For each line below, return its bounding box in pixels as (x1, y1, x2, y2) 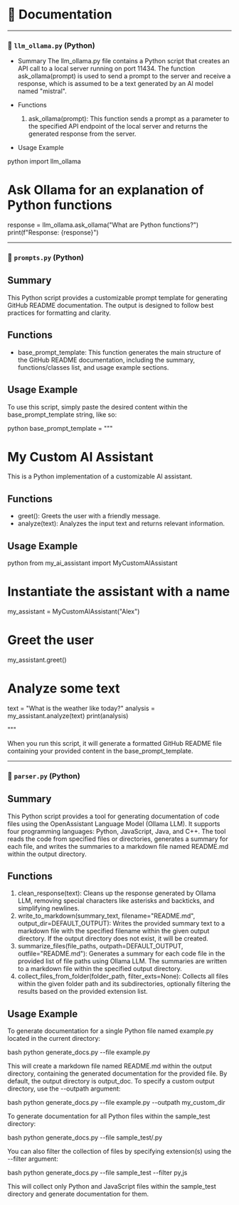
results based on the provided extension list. (17, 987, 148, 996)
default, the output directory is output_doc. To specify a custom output (7, 1077, 215, 1086)
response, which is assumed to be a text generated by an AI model (17, 80, 213, 88)
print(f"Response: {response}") (7, 228, 99, 237)
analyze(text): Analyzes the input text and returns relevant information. (17, 519, 225, 528)
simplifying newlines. (17, 904, 80, 913)
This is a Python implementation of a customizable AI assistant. (7, 472, 193, 481)
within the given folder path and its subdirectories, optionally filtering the (17, 980, 231, 988)
